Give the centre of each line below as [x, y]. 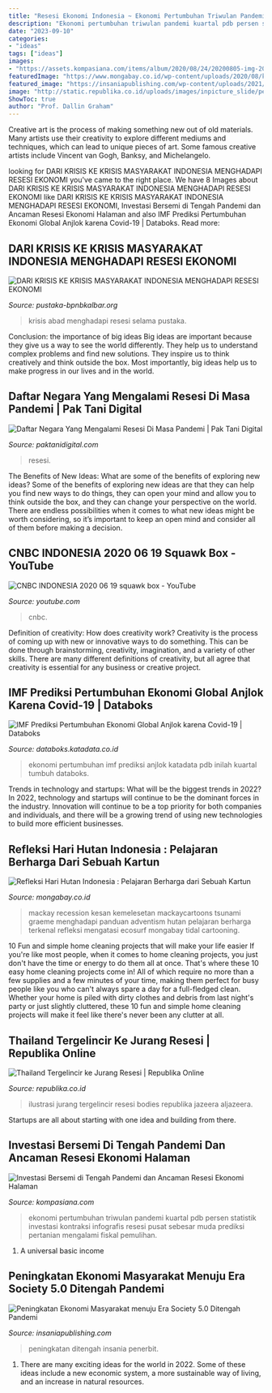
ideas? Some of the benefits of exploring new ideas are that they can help [132, 485]
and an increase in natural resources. [82, 1382]
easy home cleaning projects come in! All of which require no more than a [132, 972]
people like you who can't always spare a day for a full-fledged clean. [125, 989]
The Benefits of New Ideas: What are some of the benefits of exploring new [134, 476]
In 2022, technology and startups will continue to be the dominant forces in [134, 798]
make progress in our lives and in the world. [81, 371]
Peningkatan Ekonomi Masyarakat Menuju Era [127, 1277]
